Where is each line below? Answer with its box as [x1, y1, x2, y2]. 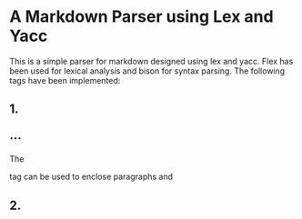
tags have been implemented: [9, 75, 121, 85]
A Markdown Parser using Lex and [9, 6, 275, 27]
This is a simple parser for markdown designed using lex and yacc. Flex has [9, 55, 294, 66]
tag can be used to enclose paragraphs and [9, 171, 174, 183]
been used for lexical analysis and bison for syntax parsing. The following [9, 65, 286, 76]
